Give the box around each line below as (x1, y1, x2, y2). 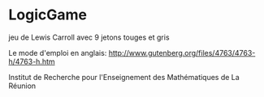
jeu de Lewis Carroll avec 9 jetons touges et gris (8, 32, 170, 42)
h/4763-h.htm (8, 57, 55, 66)
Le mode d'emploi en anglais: (8, 48, 107, 57)
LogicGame (8, 6, 88, 24)
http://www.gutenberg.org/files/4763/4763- (108, 48, 256, 57)
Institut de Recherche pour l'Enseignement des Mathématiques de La (8, 72, 240, 82)
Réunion (8, 81, 37, 91)
